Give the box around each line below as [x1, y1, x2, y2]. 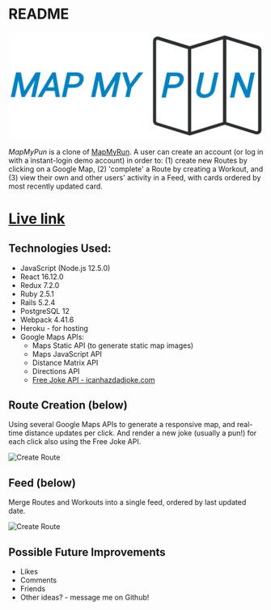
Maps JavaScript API [32, 349, 103, 358]
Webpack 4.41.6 [19, 315, 74, 324]
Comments [19, 575, 57, 585]
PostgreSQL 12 [19, 306, 70, 316]
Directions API [32, 366, 80, 376]
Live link [8, 210, 66, 227]
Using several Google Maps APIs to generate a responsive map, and [8, 420, 235, 430]
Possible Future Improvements [8, 545, 166, 559]
